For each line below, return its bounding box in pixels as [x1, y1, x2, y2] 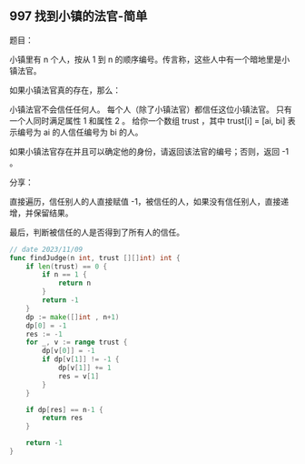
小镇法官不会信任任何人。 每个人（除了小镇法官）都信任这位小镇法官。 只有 [9, 104, 292, 115]
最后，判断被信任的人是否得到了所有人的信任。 [9, 227, 184, 237]
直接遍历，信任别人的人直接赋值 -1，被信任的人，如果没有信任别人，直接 [9, 196, 281, 207]
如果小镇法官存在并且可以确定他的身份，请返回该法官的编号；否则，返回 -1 [9, 146, 290, 156]
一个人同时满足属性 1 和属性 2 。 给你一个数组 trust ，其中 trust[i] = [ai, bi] [9, 115, 286, 126]
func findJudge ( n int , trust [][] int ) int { [9, 253, 181, 262]
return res [42, 413, 84, 423]
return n [57, 278, 92, 288]
